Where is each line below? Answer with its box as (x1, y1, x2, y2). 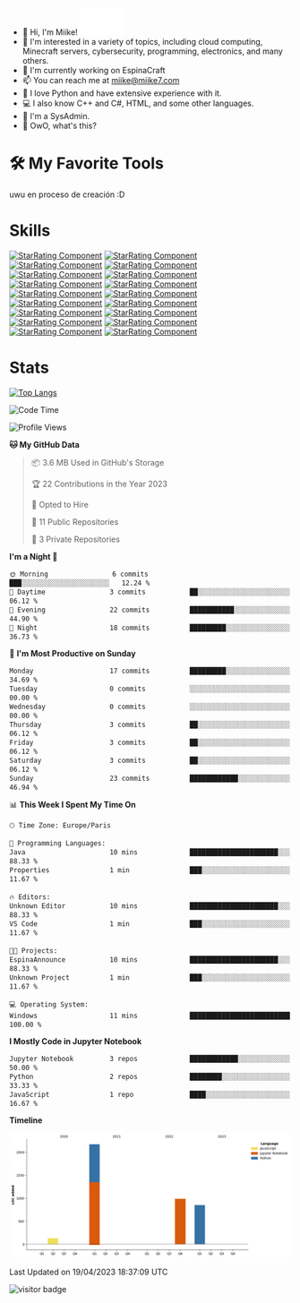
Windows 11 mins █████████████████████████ (9, 1011, 291, 1020)
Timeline (9, 1114, 43, 1126)
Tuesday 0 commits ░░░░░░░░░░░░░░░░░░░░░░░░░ (9, 684, 291, 693)
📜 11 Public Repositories (30, 516, 119, 527)
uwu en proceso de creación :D (9, 189, 125, 200)
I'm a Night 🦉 (9, 551, 58, 561)
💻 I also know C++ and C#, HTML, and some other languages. (21, 98, 254, 108)
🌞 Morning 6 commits (9, 570, 150, 579)
